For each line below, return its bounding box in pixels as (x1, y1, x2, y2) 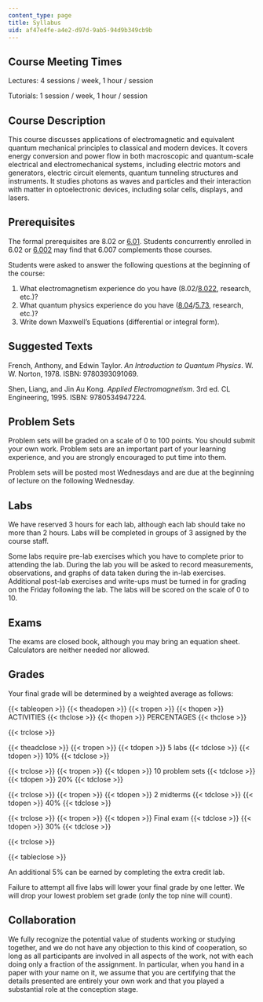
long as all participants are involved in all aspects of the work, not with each (8, 951, 254, 960)
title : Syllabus (8, 19, 61, 27)
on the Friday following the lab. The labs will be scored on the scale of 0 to (8, 585, 250, 595)
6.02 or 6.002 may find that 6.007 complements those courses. (8, 245, 213, 254)
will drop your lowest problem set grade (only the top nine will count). (8, 891, 233, 900)
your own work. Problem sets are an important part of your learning (8, 444, 226, 454)
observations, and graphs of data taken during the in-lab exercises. (8, 568, 226, 578)
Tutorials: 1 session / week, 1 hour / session (8, 91, 148, 100)
